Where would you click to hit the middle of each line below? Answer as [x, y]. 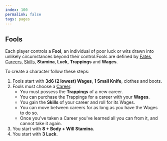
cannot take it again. [41, 124]
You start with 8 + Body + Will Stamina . [53, 129]
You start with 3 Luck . [35, 134]
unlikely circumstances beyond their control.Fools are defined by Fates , [79, 57]
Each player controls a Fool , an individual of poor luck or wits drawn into [79, 51]
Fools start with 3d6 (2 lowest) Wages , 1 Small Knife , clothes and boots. [87, 81]
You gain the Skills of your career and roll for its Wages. [77, 102]
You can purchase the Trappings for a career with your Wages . [85, 97]
